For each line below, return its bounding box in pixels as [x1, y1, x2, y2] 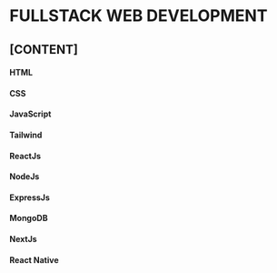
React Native [9, 254, 59, 265]
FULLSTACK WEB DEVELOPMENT [9, 5, 268, 26]
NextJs [9, 233, 38, 244]
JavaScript [9, 108, 52, 119]
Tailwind [9, 129, 43, 140]
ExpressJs [9, 192, 50, 203]
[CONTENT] [9, 42, 79, 57]
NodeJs [9, 171, 40, 182]
